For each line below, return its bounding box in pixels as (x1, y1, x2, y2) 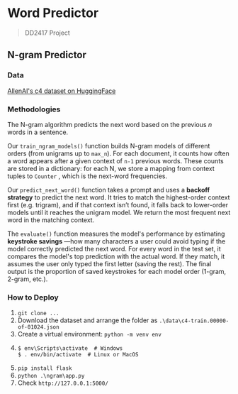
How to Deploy (7, 292, 59, 302)
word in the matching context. (7, 215, 95, 224)
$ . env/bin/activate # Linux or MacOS (17, 351, 139, 359)
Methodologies (7, 104, 61, 114)
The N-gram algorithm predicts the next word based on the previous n (7, 120, 212, 128)
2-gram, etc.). (7, 275, 48, 283)
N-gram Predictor (7, 49, 87, 61)
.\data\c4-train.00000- (159, 317, 229, 324)
